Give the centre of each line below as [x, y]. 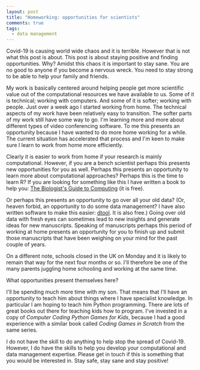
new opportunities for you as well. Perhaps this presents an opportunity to [97, 169]
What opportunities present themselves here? [62, 280]
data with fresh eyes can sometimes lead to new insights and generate [93, 219]
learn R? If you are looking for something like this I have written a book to [96, 182]
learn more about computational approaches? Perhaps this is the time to [95, 176]
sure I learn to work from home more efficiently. [65, 145]
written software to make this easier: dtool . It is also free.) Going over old [96, 213]
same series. [22, 330]
